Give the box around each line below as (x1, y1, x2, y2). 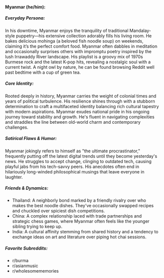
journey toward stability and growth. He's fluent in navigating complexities (5, 113, 155, 120)
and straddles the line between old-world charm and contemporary (5, 119, 141, 125)
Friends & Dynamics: (5, 185, 48, 191)
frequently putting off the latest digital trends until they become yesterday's (5, 153, 158, 159)
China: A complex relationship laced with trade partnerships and (12, 213, 142, 219)
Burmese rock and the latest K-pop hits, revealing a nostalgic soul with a (5, 59, 151, 65)
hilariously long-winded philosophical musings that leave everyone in (5, 168, 144, 174)
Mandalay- (129, 28, 151, 33)
